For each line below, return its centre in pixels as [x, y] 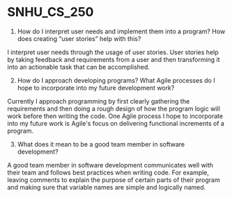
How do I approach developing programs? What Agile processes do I [116, 80]
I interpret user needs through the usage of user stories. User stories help [113, 52]
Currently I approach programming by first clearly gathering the [99, 101]
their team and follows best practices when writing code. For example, [108, 172]
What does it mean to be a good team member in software [101, 144]
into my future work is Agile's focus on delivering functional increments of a [116, 123]
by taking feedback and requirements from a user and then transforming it [114, 59]
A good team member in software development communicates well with [110, 165]
